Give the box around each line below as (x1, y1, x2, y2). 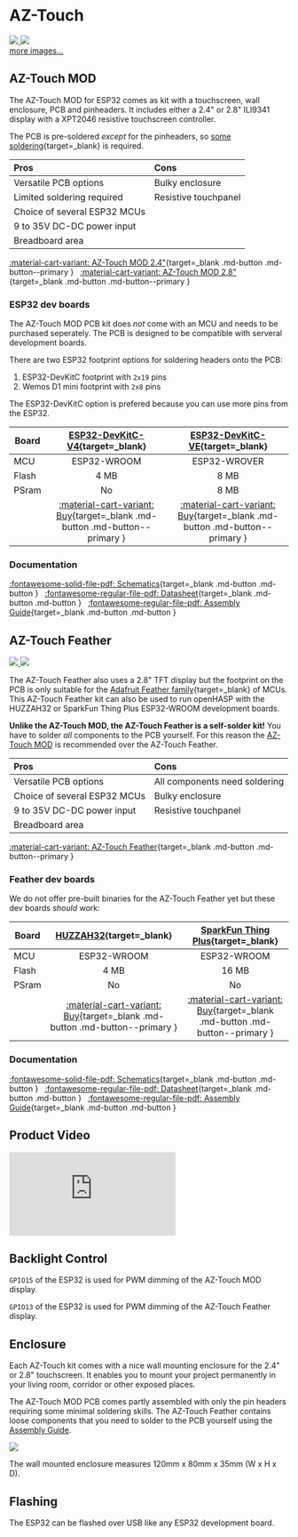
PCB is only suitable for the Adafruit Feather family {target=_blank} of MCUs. (9, 684, 288, 695)
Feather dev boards (9, 873, 96, 886)
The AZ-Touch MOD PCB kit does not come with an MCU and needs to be (9, 318, 278, 329)
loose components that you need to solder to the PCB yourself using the (9, 1415, 273, 1426)
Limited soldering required (13, 190, 124, 203)
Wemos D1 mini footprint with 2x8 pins (21, 382, 161, 392)
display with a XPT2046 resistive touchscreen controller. (9, 113, 216, 125)
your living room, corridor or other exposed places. (9, 1380, 196, 1390)
